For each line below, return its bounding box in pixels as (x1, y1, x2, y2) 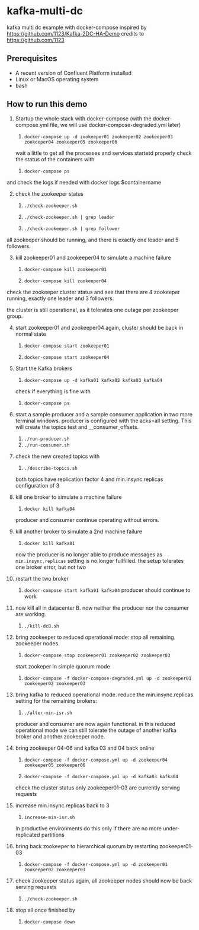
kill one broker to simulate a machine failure (15, 493, 122, 501)
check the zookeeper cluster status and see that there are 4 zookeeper (7, 288, 180, 295)
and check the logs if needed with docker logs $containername (7, 179, 162, 186)
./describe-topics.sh (24, 465, 78, 471)
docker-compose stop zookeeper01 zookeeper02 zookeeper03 (24, 652, 171, 658)
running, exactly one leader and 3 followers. (7, 295, 114, 302)
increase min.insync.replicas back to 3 (15, 802, 110, 809)
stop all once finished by (15, 906, 76, 913)
